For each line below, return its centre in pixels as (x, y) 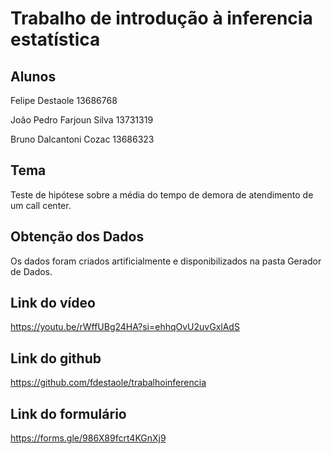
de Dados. (31, 271)
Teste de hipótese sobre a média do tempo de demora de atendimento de (162, 194)
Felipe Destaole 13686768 (64, 100)
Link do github (56, 358)
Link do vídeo (53, 303)
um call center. (41, 205)
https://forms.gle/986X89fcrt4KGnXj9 (88, 438)
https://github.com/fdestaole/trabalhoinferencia (108, 383)
